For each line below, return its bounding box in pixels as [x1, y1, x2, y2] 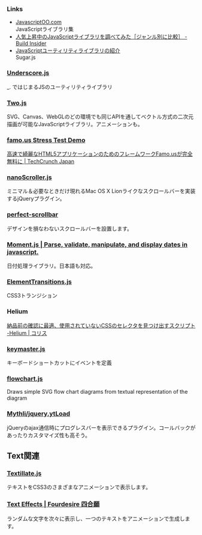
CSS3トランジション [7, 292, 58, 299]
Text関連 [7, 450, 40, 461]
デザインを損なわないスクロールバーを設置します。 [7, 225, 132, 232]
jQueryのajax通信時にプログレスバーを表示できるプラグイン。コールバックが [7, 424, 196, 431]
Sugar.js [15, 53, 36, 61]
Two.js [7, 99, 27, 107]
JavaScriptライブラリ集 [15, 26, 74, 33]
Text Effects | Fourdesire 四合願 [7, 500, 100, 509]
